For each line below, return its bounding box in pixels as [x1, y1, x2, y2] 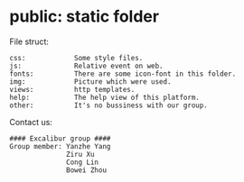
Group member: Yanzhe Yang [9, 141, 111, 150]
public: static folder [9, 6, 160, 27]
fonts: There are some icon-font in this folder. [9, 69, 237, 78]
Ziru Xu [66, 150, 95, 159]
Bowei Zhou [66, 165, 107, 175]
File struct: [9, 36, 50, 47]
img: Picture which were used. [9, 77, 172, 86]
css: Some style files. [9, 53, 144, 62]
